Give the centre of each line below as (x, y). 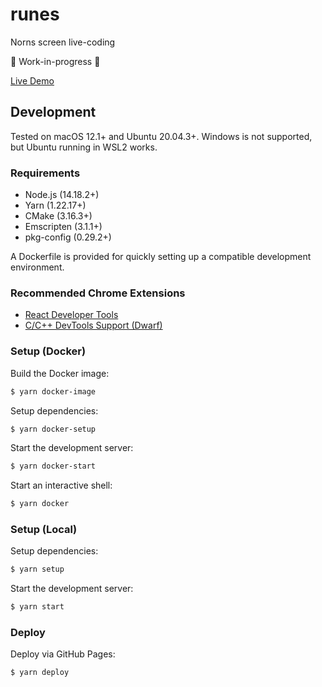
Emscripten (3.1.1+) (63, 227)
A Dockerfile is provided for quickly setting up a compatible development (161, 257)
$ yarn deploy (40, 673)
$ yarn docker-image (53, 391)
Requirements (45, 173)
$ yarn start (37, 607)
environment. (37, 267)
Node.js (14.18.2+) (62, 195)
